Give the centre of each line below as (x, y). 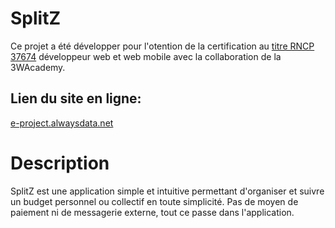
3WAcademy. (38, 67)
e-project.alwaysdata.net (62, 123)
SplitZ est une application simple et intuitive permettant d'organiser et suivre (167, 191)
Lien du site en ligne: (76, 98)
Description (60, 163)
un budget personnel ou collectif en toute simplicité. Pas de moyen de (154, 201)
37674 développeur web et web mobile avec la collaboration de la (146, 56)
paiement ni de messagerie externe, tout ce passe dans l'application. (152, 212)
